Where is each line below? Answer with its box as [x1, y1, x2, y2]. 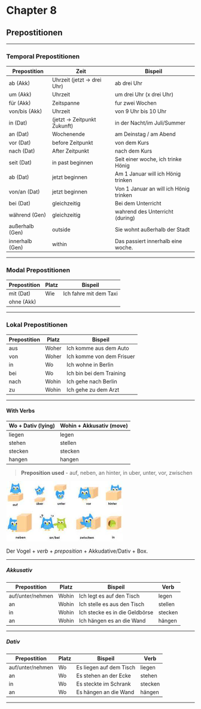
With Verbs [6, 407, 35, 414]
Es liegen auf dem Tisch [76, 663, 136, 671]
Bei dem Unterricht [114, 199, 162, 207]
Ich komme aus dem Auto [66, 344, 130, 352]
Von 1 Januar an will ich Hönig [114, 185, 190, 192]
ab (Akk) [8, 79, 31, 87]
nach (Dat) [8, 147, 35, 154]
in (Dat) [8, 119, 28, 126]
